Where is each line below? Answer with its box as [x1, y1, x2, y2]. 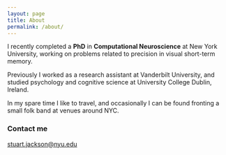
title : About [7, 17, 45, 24]
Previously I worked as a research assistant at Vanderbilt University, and [7, 71, 215, 79]
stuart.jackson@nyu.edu [7, 140, 77, 148]
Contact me [7, 124, 48, 133]
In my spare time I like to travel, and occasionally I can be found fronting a [7, 99, 220, 108]
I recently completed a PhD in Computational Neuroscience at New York [7, 43, 218, 51]
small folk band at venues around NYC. [7, 106, 120, 115]
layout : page [7, 10, 45, 17]
